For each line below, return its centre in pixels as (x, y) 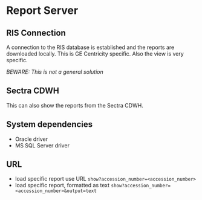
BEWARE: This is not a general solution (55, 72)
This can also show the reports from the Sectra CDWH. (75, 105)
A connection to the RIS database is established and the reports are (90, 47)
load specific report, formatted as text (62, 185)
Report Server (42, 11)
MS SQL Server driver (42, 145)
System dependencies (49, 124)
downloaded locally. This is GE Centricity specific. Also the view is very (95, 54)
